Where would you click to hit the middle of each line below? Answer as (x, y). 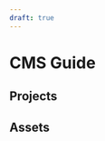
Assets (29, 127)
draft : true (32, 18)
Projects (33, 96)
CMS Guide (53, 62)
